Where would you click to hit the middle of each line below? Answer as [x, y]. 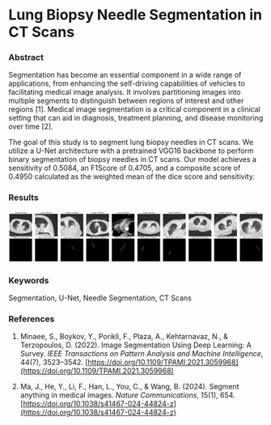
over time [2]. [31, 126]
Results [23, 198]
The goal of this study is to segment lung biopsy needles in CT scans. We [131, 142]
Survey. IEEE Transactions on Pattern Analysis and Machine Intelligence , [142, 354]
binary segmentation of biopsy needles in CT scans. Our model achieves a [133, 159]
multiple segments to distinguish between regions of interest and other [126, 101]
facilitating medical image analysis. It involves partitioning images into [125, 92]
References [32, 319]
